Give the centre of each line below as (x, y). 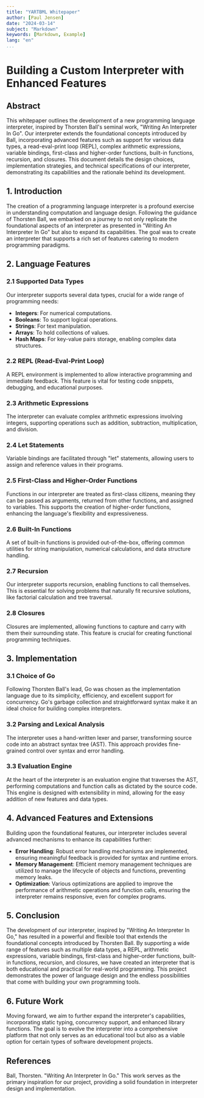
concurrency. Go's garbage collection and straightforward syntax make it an (102, 702)
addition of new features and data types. (57, 799)
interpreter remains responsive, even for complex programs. (90, 896)
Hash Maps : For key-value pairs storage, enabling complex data (96, 339)
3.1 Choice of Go (31, 676)
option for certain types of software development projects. (80, 1042)
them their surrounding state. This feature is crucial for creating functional (99, 633)
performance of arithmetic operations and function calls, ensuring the (103, 890)
